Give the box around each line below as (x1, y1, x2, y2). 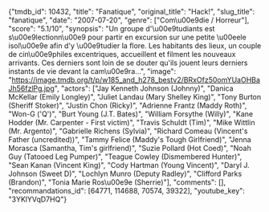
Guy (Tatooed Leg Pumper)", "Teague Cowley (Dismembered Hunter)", (8, 152, 243, 161)
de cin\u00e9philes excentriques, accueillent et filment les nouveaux (8, 50, 236, 59)
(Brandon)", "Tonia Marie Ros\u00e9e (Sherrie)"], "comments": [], (8, 177, 226, 187)
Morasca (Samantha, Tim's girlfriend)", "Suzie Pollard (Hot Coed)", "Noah (8, 144, 251, 153)
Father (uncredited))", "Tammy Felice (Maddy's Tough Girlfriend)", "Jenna (8, 135, 251, 144)
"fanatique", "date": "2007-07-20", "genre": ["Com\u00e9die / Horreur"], (8, 15, 250, 25)
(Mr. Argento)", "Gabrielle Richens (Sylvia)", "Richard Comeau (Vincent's (8, 126, 248, 136)
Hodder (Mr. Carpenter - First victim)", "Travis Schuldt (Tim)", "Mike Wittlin (8, 118, 255, 127)
